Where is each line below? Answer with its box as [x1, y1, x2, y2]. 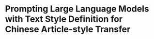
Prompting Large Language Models [5, 3, 149, 14]
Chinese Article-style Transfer [5, 24, 131, 35]
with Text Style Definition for [5, 13, 123, 25]
